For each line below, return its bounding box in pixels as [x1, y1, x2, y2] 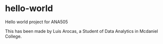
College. [5, 33, 22, 39]
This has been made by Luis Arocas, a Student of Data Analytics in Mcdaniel [5, 28, 158, 34]
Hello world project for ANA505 [5, 19, 68, 25]
